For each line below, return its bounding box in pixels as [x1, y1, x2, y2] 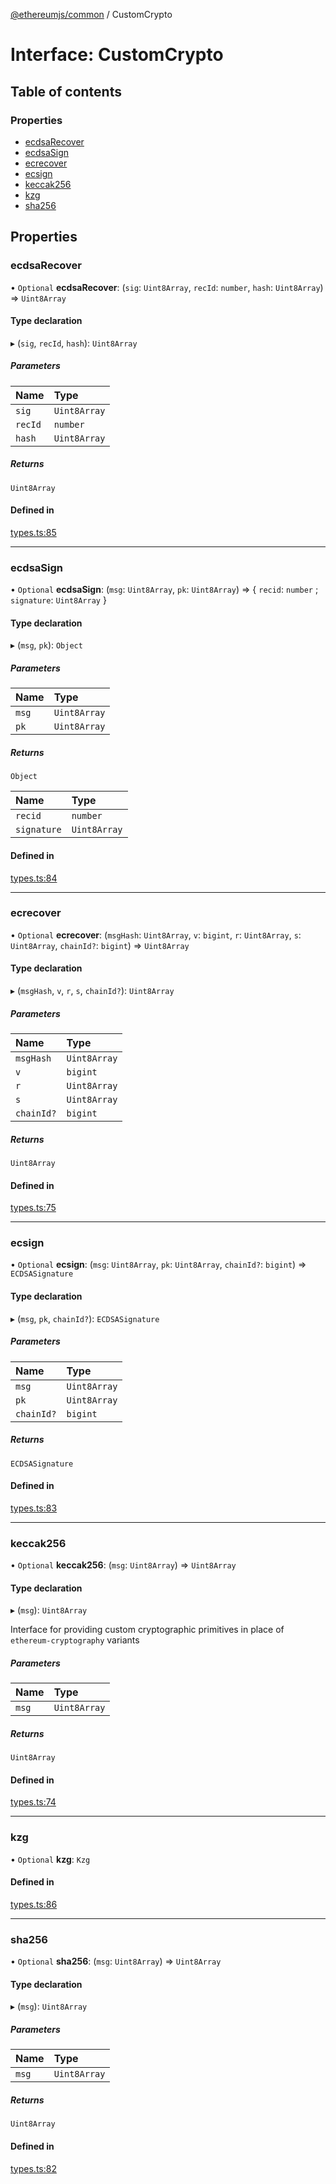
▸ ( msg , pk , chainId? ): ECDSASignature [10, 1312, 160, 1324]
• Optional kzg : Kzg [10, 1853, 91, 1865]
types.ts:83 [10, 1502, 58, 1514]
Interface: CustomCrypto [10, 44, 224, 66]
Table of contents [10, 83, 122, 100]
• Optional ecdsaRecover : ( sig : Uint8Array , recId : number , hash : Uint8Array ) [10, 281, 324, 293]
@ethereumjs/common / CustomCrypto [10, 9, 173, 20]
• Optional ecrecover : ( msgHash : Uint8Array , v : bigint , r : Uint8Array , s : [10, 929, 302, 941]
